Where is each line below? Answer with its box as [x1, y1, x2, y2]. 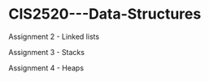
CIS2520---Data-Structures [8, 5, 202, 23]
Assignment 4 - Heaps [8, 62, 84, 73]
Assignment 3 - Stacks [8, 47, 85, 57]
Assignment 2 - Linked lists [8, 32, 100, 41]
